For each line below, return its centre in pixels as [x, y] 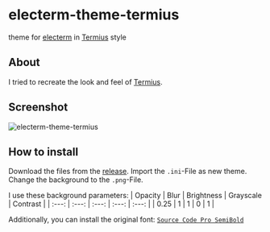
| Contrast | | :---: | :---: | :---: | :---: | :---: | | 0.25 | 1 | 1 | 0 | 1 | [112, 204]
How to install [44, 152]
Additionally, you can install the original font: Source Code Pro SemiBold [126, 220]
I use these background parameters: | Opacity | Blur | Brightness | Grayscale [135, 196]
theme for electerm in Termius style [67, 37]
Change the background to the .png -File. [76, 180]
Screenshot [38, 108]
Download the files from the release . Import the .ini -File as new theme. [128, 172]
